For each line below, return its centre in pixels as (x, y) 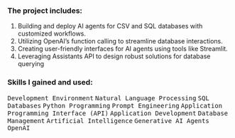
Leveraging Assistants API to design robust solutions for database (114, 56)
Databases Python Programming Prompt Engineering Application (115, 106)
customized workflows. (52, 33)
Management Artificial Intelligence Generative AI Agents (108, 121)
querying (31, 64)
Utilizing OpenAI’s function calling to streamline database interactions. (120, 41)
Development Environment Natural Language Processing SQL (108, 98)
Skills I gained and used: (50, 83)
